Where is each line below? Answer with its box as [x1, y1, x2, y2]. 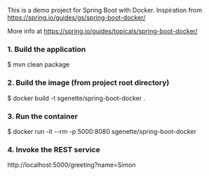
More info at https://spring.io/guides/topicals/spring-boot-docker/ [7, 27, 198, 35]
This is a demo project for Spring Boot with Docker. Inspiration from [7, 6, 202, 14]
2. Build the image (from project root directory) [7, 78, 170, 88]
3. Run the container [7, 111, 79, 121]
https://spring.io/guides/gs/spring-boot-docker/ [7, 13, 146, 22]
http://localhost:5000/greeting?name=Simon [7, 161, 136, 169]
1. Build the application [7, 44, 86, 54]
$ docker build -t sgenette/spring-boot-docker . [7, 94, 146, 102]
